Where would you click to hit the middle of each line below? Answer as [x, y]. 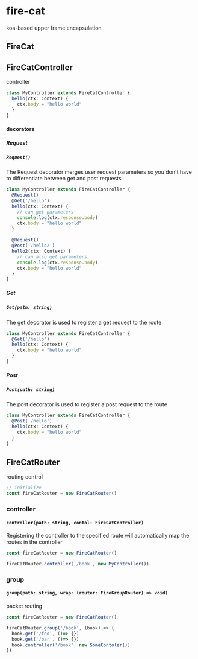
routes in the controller [35, 542]
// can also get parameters [52, 257]
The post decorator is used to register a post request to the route [87, 404]
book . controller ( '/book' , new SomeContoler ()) [71, 645]
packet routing [24, 606]
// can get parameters [45, 212]
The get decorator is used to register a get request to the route [84, 322]
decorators [20, 129]
